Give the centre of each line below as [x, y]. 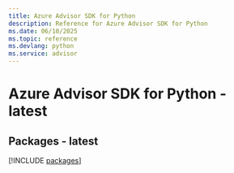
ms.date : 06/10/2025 [43, 31]
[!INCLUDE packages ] [45, 160]
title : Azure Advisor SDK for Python [72, 16]
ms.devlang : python [41, 46]
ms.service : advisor [43, 54]
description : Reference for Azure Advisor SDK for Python [108, 24]
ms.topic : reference [43, 39]
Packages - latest [53, 141]
